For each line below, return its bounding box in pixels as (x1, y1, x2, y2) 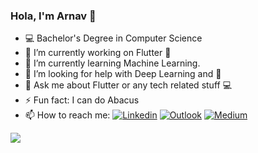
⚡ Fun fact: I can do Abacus (24, 94, 140, 106)
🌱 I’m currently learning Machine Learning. (24, 57, 201, 69)
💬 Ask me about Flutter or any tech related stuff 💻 (24, 79, 232, 91)
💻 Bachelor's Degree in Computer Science (24, 32, 203, 44)
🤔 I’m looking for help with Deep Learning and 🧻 (24, 68, 222, 80)
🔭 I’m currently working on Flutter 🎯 (24, 47, 172, 59)
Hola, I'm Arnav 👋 (10, 9, 97, 23)
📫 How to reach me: (24, 109, 111, 121)
